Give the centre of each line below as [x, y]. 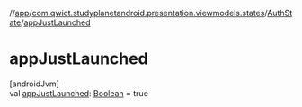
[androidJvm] [35, 84]
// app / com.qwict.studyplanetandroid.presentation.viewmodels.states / [138, 13]
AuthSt [280, 13]
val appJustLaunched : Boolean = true [79, 93]
